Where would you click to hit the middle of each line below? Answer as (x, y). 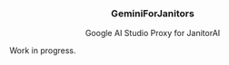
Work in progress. (43, 51)
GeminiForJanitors (153, 14)
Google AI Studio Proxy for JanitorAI (153, 33)
